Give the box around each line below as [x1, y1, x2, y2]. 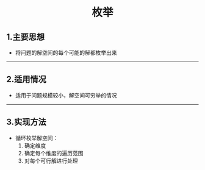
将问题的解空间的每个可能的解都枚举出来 [15, 49, 117, 56]
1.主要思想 [6, 32, 45, 42]
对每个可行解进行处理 [24, 157, 78, 165]
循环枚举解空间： [15, 134, 59, 141]
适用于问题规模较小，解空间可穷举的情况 [15, 91, 117, 99]
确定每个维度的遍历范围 [24, 149, 84, 157]
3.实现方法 [6, 117, 47, 127]
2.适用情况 [6, 74, 47, 85]
